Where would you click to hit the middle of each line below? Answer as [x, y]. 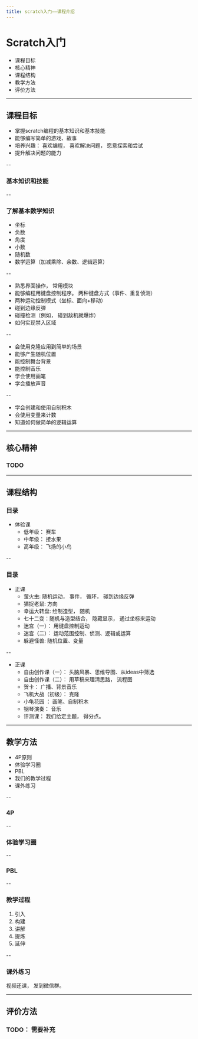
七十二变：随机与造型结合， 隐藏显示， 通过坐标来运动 [90, 618]
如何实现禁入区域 [35, 322]
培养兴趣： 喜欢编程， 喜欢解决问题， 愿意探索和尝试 [79, 146]
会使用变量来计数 [35, 414]
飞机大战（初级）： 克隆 [51, 694]
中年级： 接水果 [42, 539]
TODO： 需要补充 [31, 1030]
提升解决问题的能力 [38, 153]
